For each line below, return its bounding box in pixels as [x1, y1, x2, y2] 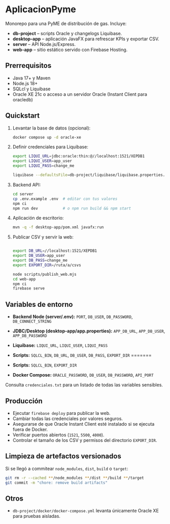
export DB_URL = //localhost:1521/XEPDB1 [12, 248, 97, 253]
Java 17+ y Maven [12, 75, 51, 81]
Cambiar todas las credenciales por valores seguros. [12, 415, 123, 422]
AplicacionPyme [5, 4, 76, 15]
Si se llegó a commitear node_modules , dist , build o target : [5, 465, 128, 471]
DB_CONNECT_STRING [12, 319, 52, 324]
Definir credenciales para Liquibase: [12, 144, 89, 150]
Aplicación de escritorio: [12, 215, 64, 221]
